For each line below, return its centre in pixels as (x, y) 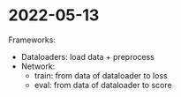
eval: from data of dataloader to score (103, 85)
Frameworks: (32, 40)
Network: (38, 66)
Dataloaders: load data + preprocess (88, 56)
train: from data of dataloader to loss (101, 75)
